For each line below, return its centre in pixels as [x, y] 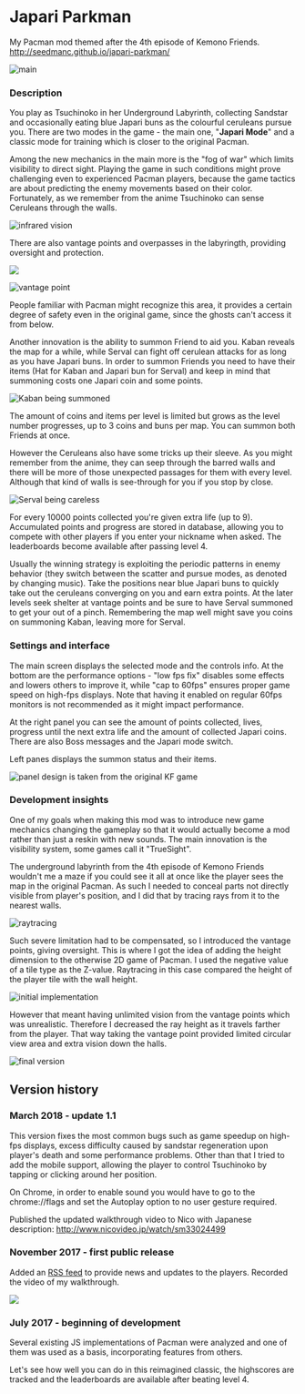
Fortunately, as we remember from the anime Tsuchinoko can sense [137, 198]
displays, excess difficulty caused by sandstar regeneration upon [146, 1145]
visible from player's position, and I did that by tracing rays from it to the [145, 895]
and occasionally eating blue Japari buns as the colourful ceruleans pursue [151, 122]
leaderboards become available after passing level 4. [109, 546]
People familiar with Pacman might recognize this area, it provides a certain [151, 305]
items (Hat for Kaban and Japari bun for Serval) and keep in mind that [140, 371]
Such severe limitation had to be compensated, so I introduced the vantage [150, 941]
